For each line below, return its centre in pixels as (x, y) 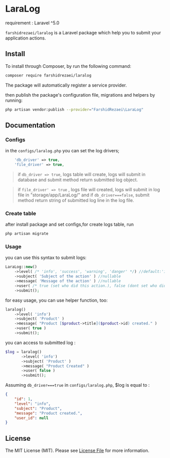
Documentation (30, 125)
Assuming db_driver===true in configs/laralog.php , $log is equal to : (78, 385)
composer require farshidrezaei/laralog (49, 75)
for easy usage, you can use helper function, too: (56, 300)
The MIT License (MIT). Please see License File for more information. (77, 450)
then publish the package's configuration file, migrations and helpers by (80, 95)
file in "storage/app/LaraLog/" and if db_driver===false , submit (83, 195)
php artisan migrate (27, 234)
